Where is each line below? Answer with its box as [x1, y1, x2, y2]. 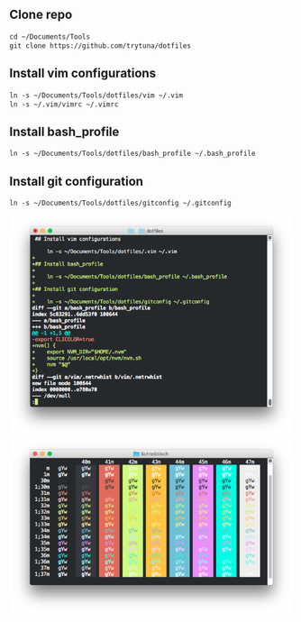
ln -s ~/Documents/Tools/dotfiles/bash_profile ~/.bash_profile [9, 149, 256, 159]
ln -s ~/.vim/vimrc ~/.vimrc [9, 99, 119, 109]
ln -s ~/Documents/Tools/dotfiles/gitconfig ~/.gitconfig [9, 198, 232, 208]
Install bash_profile [9, 124, 120, 140]
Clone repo [9, 7, 73, 23]
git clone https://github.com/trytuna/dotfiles [9, 41, 192, 50]
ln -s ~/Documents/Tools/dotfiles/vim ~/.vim [9, 90, 183, 100]
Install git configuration [9, 173, 144, 188]
